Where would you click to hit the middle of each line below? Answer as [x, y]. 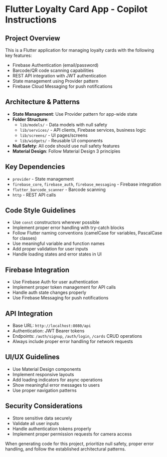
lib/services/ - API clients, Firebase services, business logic [83, 130]
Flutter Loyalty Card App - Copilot [77, 9]
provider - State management [43, 179]
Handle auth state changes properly [49, 292]
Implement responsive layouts [43, 374]
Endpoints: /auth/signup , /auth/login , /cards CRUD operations [77, 336]
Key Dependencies [35, 167]
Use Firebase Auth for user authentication [55, 282]
